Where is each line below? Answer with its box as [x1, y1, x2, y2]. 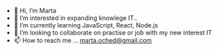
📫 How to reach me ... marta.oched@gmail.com [13, 37, 152, 44]
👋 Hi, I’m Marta [13, 7, 57, 14]
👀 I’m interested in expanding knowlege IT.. [13, 14, 137, 22]
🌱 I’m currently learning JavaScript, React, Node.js [13, 21, 158, 29]
